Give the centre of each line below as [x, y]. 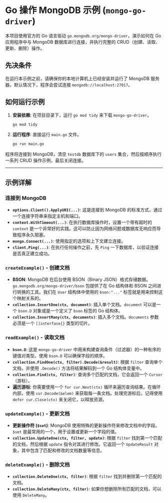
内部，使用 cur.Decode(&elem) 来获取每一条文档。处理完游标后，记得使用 [87, 393]
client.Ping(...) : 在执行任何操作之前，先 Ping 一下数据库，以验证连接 [85, 247]
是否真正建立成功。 [32, 253]
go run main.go [28, 144]
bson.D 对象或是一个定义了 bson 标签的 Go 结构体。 [70, 311]
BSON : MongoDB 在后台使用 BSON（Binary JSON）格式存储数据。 [81, 279]
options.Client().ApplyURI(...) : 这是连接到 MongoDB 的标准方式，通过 [87, 210]
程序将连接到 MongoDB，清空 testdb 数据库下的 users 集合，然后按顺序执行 [83, 154]
